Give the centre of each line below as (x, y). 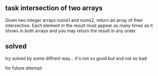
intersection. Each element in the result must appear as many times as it (79, 25)
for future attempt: (24, 68)
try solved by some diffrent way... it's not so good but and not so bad (76, 58)
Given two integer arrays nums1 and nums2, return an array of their (74, 20)
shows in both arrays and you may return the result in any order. (71, 31)
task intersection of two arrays (54, 8)
